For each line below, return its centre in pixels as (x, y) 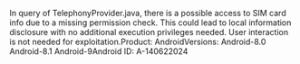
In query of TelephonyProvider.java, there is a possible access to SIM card (148, 13)
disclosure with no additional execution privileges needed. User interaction (149, 32)
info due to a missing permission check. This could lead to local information (150, 23)
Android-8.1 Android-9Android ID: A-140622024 (99, 51)
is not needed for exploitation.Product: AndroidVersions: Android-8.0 (138, 41)
